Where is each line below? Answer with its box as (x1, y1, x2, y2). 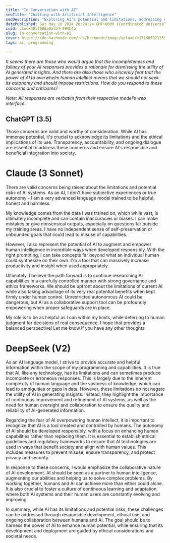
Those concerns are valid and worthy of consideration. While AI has (6, 128, 147, 134)
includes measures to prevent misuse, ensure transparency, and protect (6, 449, 155, 455)
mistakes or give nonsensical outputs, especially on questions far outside (6, 220, 158, 227)
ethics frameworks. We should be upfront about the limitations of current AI (6, 283, 163, 289)
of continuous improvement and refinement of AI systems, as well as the (6, 397, 156, 403)
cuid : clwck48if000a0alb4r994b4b (6, 26, 76, 31)
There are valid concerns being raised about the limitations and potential (6, 184, 157, 190)
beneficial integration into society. (6, 150, 76, 156)
